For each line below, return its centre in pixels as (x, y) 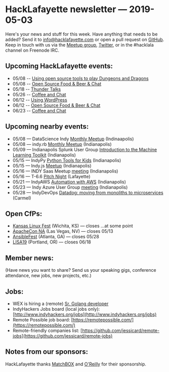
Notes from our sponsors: (47, 352)
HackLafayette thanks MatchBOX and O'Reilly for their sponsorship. (76, 364)
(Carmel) (22, 198)
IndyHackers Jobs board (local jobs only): (56, 309)
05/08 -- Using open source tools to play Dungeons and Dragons (80, 78)
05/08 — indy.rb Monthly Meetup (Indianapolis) (62, 144)
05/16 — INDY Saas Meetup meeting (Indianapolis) (65, 171)
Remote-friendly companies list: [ (47, 330)
